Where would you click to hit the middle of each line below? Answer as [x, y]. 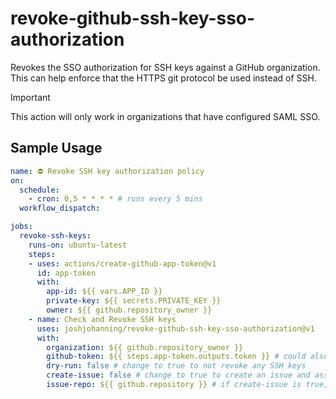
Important [30, 97]
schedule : [39, 190]
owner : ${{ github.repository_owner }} [129, 310]
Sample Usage [56, 148]
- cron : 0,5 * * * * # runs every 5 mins [115, 199]
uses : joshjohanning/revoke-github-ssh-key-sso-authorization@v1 [175, 328]
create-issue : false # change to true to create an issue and [178, 375]
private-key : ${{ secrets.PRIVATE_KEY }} [134, 301]
